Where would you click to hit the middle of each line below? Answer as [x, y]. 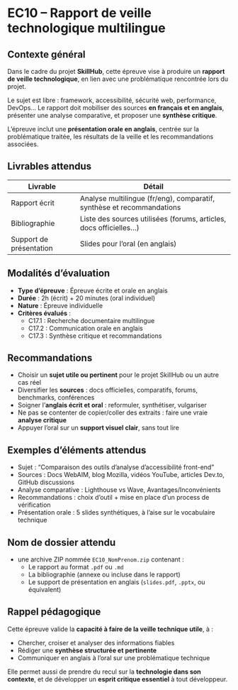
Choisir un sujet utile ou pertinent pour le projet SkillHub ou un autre [118, 375]
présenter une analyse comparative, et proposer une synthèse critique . [112, 115]
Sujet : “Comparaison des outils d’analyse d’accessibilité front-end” [116, 467]
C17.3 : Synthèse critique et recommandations [95, 336]
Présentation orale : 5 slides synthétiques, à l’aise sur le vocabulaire [117, 513]
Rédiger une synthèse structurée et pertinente [87, 650]
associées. [23, 144]
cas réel [29, 383]
